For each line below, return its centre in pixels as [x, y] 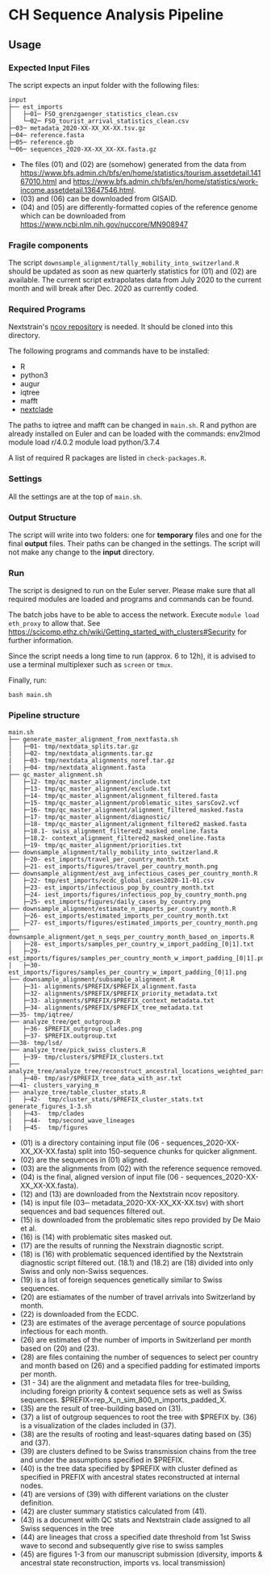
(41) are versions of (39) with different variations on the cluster [124, 1494]
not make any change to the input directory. [81, 552]
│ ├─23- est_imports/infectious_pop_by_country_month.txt [112, 888]
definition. [37, 1502]
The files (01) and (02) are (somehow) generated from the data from [133, 164]
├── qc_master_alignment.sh [56, 775]
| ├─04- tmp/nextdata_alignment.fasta [77, 767]
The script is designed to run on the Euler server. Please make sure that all [132, 591]
